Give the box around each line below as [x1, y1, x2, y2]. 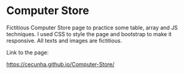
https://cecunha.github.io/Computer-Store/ [6, 61, 115, 68]
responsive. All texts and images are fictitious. [6, 37, 122, 44]
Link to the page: [6, 48, 49, 56]
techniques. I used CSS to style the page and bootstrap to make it [6, 30, 172, 37]
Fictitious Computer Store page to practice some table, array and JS [6, 24, 178, 31]
